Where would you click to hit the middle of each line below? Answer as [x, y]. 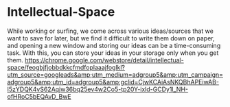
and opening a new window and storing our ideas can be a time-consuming [114, 45]
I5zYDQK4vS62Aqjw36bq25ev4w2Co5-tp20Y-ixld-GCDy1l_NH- [98, 89]
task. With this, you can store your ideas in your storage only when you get [113, 53]
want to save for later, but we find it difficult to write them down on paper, [111, 38]
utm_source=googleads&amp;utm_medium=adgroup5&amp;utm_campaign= [115, 74]
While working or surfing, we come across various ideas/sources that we [111, 31]
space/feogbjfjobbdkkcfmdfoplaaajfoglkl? [66, 67]
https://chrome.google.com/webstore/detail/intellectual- [104, 60]
